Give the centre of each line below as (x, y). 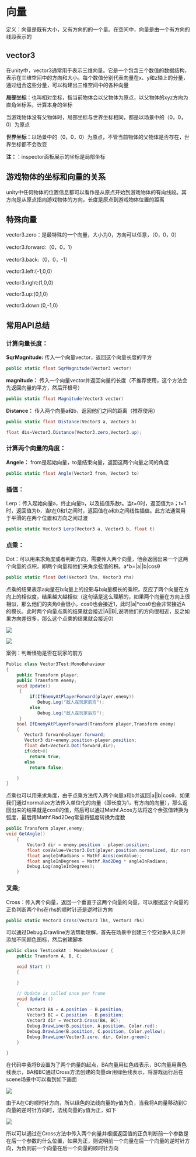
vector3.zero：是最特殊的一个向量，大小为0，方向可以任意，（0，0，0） (93, 235)
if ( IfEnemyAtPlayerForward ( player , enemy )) (82, 697)
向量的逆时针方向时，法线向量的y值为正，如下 (61, 1110)
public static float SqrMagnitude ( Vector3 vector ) (69, 369)
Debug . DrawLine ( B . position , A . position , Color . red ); (92, 1026)
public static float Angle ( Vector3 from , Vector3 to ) (73, 473)
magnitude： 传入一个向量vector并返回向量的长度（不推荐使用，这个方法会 (97, 380)
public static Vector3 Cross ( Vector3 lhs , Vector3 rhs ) (75, 920)
